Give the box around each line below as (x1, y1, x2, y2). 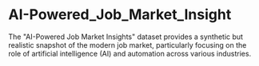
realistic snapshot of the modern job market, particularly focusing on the (8, 40, 247, 49)
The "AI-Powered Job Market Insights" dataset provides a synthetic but (8, 32, 244, 41)
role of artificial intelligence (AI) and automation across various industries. (8, 49, 252, 58)
